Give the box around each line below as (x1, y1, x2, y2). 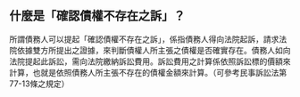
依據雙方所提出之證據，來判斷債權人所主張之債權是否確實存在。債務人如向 (16, 44, 291, 55)
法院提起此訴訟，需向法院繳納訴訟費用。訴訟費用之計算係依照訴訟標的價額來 (9, 56, 291, 67)
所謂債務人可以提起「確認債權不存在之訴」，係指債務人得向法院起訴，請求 (9, 34, 279, 44)
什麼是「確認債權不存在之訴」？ (9, 8, 186, 24)
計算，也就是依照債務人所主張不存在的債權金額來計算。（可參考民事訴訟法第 (9, 67, 287, 77)
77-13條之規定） (9, 78, 70, 89)
